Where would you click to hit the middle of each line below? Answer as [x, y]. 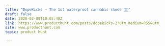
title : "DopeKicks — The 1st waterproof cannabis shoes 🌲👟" [68, 9]
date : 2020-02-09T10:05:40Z [34, 18]
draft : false [18, 14]
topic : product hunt [26, 32]
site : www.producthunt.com [33, 28]
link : [11, 23]
